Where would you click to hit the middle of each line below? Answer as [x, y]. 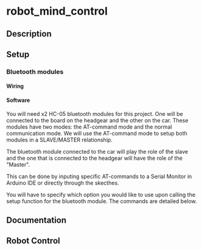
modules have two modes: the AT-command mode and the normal [89, 127]
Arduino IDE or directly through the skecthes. [63, 183]
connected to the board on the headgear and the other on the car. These [97, 120]
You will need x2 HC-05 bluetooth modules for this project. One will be [95, 113]
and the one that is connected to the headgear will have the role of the [94, 158]
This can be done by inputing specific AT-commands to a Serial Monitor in [99, 176]
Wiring [15, 86]
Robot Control [33, 241]
